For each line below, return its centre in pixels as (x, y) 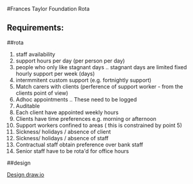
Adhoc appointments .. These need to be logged (76, 99)
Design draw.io (25, 174)
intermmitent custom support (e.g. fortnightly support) (83, 80)
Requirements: (36, 28)
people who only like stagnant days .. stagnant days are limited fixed (101, 67)
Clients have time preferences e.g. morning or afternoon (86, 118)
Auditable (28, 106)
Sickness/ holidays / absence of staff (62, 138)
